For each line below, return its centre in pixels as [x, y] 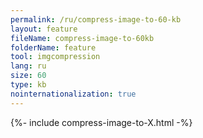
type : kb [28, 85]
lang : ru [28, 66]
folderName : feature [53, 47]
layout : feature [44, 29]
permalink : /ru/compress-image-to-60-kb [96, 19]
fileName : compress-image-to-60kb [82, 38]
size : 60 [28, 76]
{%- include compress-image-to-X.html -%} [101, 122]
